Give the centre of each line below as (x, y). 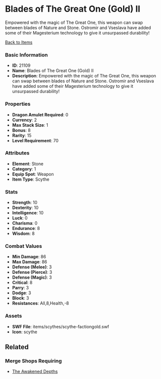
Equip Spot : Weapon (33, 174)
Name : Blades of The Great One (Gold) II (53, 71)
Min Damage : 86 (29, 257)
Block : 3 (20, 298)
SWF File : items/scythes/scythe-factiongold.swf (61, 326)
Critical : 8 (22, 283)
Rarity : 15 (22, 135)
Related (17, 347)
